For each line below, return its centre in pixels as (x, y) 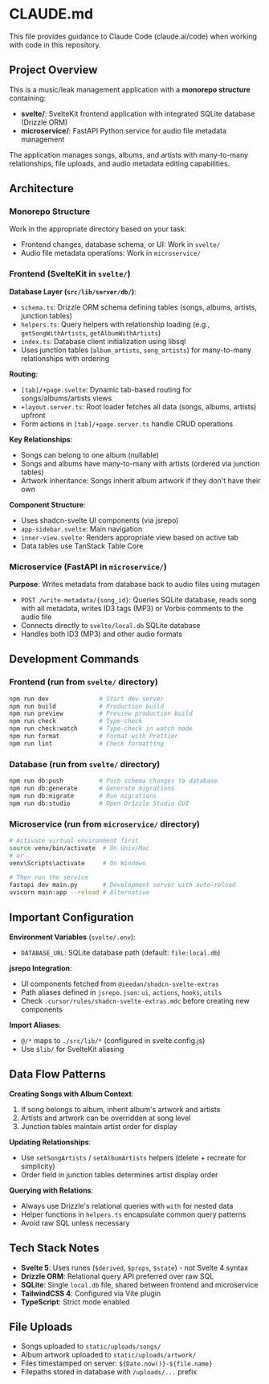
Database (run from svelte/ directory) (85, 764)
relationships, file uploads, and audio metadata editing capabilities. (120, 163)
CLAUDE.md (51, 14)
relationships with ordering (65, 358)
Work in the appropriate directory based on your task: (98, 229)
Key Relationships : (41, 439)
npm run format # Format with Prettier (94, 737)
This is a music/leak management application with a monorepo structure (130, 89)
